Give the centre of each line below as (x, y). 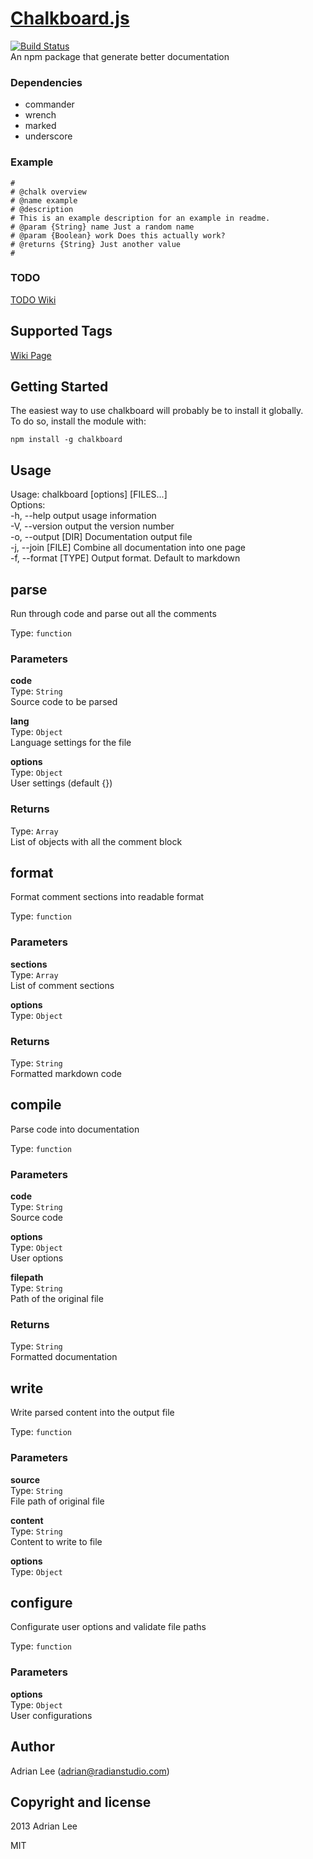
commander (49, 104)
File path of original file (57, 1501)
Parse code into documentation (75, 1129)
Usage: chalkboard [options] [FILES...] (89, 494)
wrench (40, 115)
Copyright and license (81, 1802)
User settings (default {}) (61, 783)
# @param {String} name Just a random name (102, 227)
